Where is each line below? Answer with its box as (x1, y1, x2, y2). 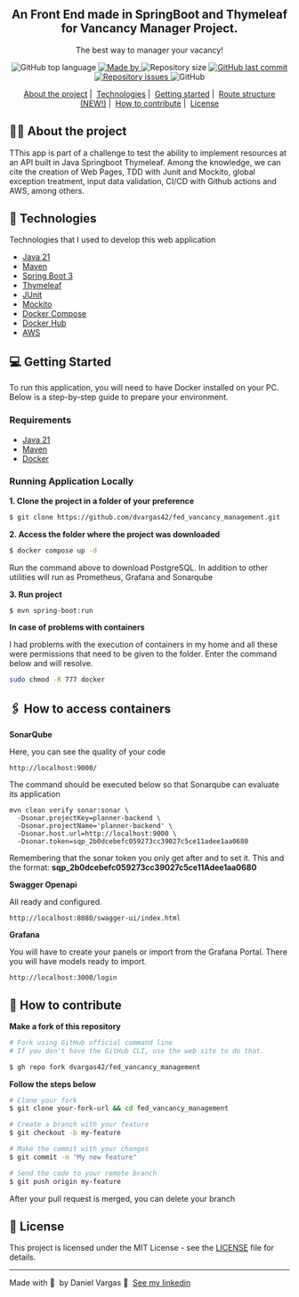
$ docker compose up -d (9, 546, 98, 555)
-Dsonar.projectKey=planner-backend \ (17, 814, 162, 823)
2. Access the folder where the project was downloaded (9, 528, 221, 539)
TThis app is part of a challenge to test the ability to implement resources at (9, 147, 287, 158)
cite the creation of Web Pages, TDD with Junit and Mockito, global (9, 166, 256, 177)
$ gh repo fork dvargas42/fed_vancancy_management (9, 1062, 201, 1071)
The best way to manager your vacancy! (75, 44, 224, 55)
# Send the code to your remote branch (9, 1169, 158, 1178)
